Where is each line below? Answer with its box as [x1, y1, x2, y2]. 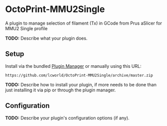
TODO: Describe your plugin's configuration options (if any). [5, 114, 130, 121]
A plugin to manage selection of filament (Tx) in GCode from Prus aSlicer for [5, 20, 162, 26]
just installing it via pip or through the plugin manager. [5, 87, 116, 93]
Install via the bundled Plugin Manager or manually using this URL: [5, 63, 141, 69]
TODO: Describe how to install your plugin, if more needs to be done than [5, 81, 156, 87]
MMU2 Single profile [5, 25, 48, 31]
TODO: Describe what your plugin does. [5, 35, 87, 41]
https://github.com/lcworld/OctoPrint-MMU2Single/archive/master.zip [5, 73, 153, 78]
